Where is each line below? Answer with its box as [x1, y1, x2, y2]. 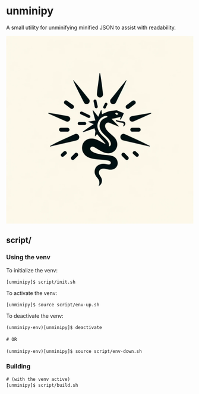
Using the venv [6, 253, 50, 262]
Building [6, 362, 31, 370]
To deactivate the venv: [6, 312, 64, 319]
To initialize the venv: [6, 266, 58, 274]
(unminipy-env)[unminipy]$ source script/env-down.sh [6, 348, 143, 354]
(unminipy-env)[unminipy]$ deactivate [6, 324, 102, 330]
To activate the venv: [6, 289, 58, 296]
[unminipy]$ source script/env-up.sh [6, 302, 100, 308]
